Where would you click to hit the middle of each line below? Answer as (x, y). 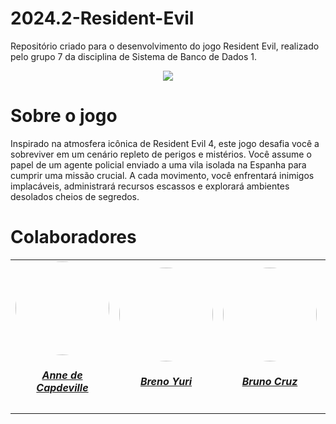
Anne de (62, 375)
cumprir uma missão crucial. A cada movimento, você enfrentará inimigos (162, 175)
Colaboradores (73, 237)
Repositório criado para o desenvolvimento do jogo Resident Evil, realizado (165, 46)
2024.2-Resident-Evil (102, 18)
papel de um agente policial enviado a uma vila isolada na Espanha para (158, 164)
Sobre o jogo (64, 116)
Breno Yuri (166, 382)
